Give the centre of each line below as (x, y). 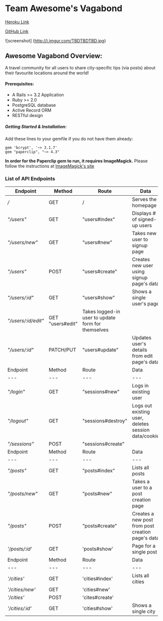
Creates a (143, 514)
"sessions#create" (103, 444)
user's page (145, 304)
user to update (99, 318)
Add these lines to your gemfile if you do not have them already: (69, 138)
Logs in (140, 386)
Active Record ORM (32, 110)
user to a (142, 487)
